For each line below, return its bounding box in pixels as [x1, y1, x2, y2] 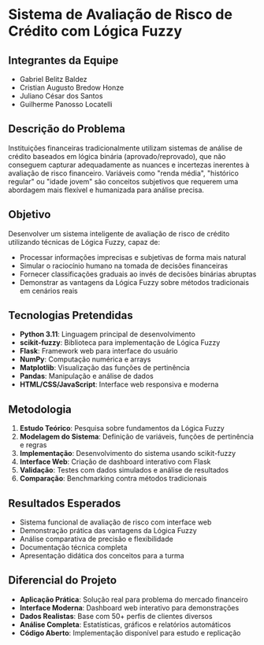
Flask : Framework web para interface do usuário [19, 347, 178, 356]
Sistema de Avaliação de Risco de [8, 6, 232, 24]
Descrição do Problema [8, 122, 126, 135]
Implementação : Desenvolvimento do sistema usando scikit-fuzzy [19, 449, 236, 458]
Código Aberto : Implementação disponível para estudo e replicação [19, 628, 241, 637]
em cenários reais [19, 286, 78, 295]
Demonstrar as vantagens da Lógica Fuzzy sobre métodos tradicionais [19, 277, 250, 287]
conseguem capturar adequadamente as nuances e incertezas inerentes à [8, 160, 250, 169]
